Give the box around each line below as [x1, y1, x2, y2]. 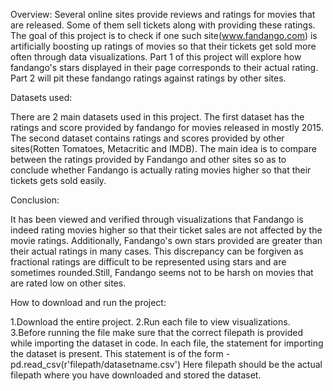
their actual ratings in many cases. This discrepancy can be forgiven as [10, 245, 304, 257]
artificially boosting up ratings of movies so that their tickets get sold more [10, 40, 317, 52]
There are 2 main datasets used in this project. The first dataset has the [10, 111, 305, 123]
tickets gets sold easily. [10, 175, 107, 186]
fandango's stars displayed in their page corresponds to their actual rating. [10, 62, 319, 73]
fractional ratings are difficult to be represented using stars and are [10, 256, 287, 268]
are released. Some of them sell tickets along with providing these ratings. [10, 19, 316, 31]
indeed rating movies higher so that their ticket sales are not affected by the [10, 224, 323, 236]
